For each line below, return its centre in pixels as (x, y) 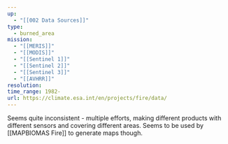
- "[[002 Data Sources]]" (51, 20)
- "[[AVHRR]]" (34, 79)
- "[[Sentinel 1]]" (42, 59)
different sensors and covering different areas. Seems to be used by (106, 125)
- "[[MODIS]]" (34, 53)
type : (15, 27)
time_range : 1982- (34, 92)
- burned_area (34, 33)
